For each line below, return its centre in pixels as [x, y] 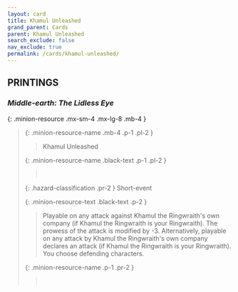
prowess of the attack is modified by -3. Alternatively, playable [134, 231]
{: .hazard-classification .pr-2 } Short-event [88, 188]
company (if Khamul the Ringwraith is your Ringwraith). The [130, 223]
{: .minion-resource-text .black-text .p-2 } [86, 201]
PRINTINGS [33, 83]
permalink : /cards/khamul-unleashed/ [63, 54]
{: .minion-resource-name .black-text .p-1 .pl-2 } [95, 160]
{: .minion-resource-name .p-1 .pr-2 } [79, 267]
